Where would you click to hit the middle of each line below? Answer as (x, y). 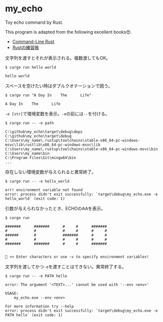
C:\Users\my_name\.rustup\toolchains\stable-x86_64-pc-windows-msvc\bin (81, 149)
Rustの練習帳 (26, 47)
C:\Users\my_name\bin (27, 153)
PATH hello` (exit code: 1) (34, 315)
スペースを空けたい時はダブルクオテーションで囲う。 (59, 86)
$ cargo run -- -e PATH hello (36, 276)
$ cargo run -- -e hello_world (37, 181)
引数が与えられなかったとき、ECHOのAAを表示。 (55, 208)
